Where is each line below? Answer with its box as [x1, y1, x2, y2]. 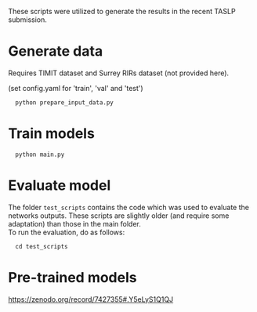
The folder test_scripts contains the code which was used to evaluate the [8, 202, 249, 212]
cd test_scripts [15, 242, 68, 250]
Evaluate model [8, 176, 111, 194]
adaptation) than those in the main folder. [8, 219, 141, 228]
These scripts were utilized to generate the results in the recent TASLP [8, 7, 237, 16]
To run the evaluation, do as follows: [8, 227, 125, 237]
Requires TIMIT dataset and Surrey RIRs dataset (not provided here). [8, 68, 230, 78]
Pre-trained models [8, 269, 137, 286]
